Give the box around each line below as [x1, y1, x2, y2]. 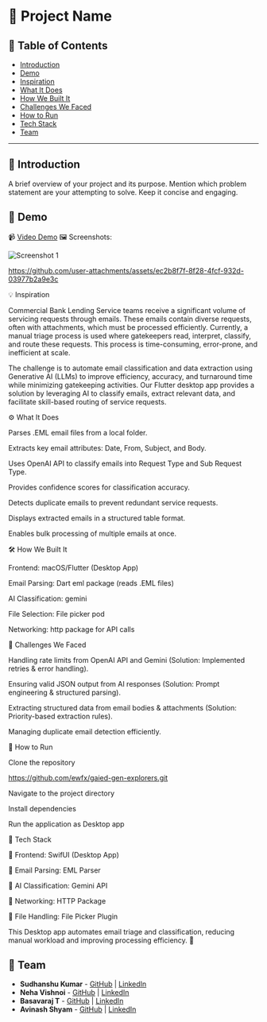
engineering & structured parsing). [8, 687, 122, 697]
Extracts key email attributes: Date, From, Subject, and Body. [8, 443, 207, 452]
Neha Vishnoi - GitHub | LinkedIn [19, 988, 130, 997]
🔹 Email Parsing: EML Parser [8, 865, 101, 875]
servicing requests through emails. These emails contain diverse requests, [8, 314, 252, 323]
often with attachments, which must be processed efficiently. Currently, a [8, 322, 249, 332]
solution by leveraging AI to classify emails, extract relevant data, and [8, 389, 236, 398]
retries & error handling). [8, 664, 89, 673]
